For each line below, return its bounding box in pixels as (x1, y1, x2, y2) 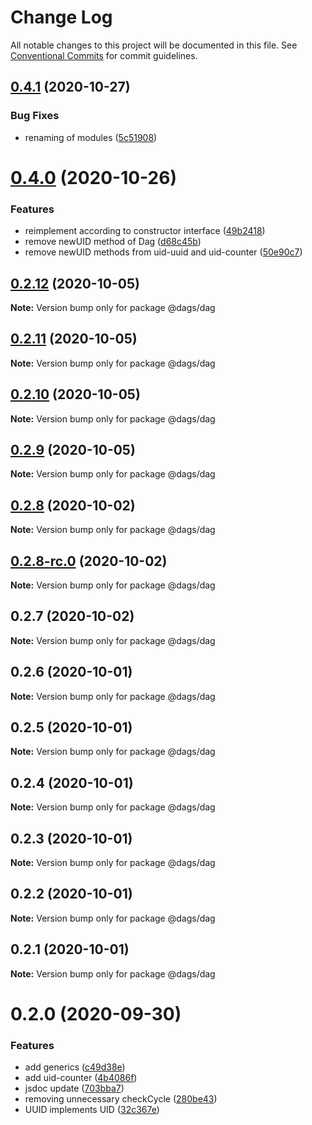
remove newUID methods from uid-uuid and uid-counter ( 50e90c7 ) (24, 246, 303, 258)
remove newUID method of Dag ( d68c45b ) (24, 236, 202, 248)
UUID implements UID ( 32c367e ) (24, 1104, 160, 1116)
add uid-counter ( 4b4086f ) (24, 1072, 138, 1084)
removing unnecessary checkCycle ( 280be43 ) (24, 1093, 218, 1105)
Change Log (10, 6, 113, 29)
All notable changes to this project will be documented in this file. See (10, 39, 298, 51)
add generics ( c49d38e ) (24, 1061, 126, 1073)
